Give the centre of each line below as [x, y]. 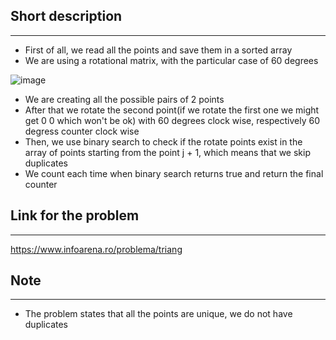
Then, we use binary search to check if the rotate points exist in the [163, 141]
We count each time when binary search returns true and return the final [174, 173]
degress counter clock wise [82, 131]
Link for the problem [75, 215]
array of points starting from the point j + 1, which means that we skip [167, 152]
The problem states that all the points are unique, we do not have [158, 314]
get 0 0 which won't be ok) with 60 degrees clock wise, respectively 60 [172, 120]
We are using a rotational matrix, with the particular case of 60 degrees [171, 60]
